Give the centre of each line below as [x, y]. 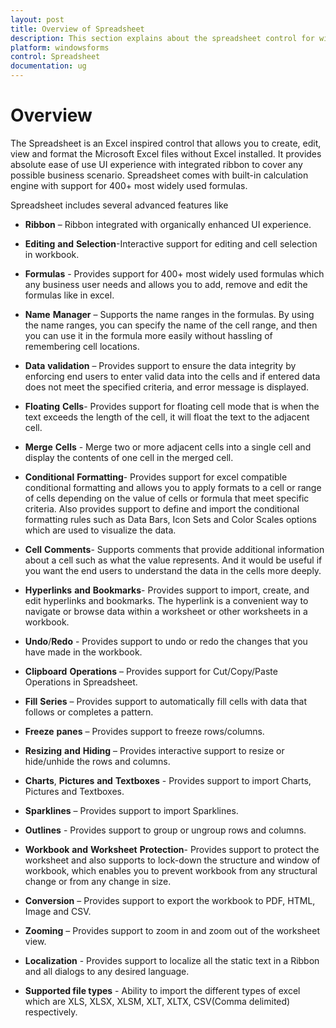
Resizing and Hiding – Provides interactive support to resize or [154, 750]
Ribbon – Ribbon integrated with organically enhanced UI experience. [168, 224]
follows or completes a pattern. [89, 712]
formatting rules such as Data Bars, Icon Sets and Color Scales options [170, 519]
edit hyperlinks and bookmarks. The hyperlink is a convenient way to [166, 600]
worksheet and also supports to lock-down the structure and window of [172, 860]
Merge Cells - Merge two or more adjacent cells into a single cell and [168, 447]
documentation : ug [48, 66]
